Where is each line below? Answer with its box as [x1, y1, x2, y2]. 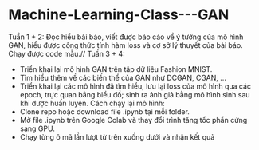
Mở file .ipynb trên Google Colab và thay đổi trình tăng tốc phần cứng [19, 115, 248, 124]
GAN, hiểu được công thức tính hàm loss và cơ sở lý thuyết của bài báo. [8, 40, 243, 49]
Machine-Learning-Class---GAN [8, 6, 230, 24]
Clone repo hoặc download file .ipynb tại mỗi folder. [19, 106, 190, 116]
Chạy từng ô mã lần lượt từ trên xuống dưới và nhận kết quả [19, 132, 215, 141]
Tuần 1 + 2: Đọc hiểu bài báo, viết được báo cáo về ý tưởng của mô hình [8, 32, 244, 41]
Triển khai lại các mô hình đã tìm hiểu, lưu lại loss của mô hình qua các [19, 81, 252, 91]
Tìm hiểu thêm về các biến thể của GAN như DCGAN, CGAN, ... [19, 73, 227, 82]
